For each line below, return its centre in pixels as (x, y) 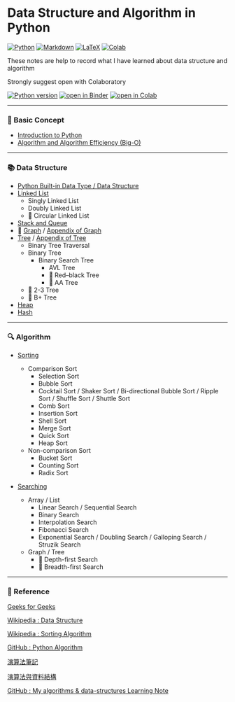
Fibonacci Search (63, 529)
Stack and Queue (42, 223)
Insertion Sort (58, 413)
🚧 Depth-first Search (68, 559)
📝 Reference (29, 591)
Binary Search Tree (66, 260)
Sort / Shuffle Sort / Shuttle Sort (84, 398)
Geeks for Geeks (31, 607)
